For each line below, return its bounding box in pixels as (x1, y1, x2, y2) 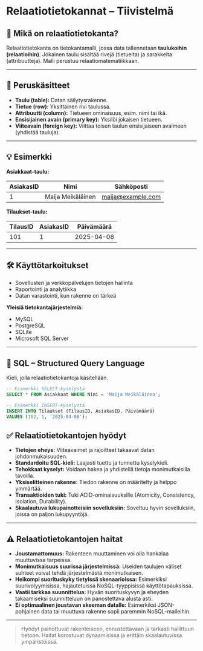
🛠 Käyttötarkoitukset (6, 260, 89, 270)
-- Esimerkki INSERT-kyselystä (6, 402, 85, 408)
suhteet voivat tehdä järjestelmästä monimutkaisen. (14, 569, 143, 577)
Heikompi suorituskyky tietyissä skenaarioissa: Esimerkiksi (14, 576, 167, 583)
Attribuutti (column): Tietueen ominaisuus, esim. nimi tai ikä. (14, 109, 167, 116)
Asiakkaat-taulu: (6, 168, 50, 175)
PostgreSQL (14, 322, 45, 329)
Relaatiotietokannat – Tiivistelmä (6, 4, 174, 18)
